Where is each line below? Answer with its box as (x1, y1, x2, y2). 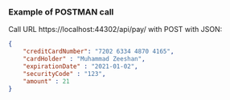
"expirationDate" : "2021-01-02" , (23, 62, 138, 70)
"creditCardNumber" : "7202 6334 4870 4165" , (23, 47, 175, 56)
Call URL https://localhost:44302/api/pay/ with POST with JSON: (8, 25, 223, 34)
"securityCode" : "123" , (23, 70, 106, 78)
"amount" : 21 (23, 77, 70, 86)
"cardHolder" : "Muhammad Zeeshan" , (23, 55, 146, 63)
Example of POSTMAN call (8, 6, 114, 18)
